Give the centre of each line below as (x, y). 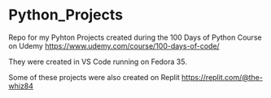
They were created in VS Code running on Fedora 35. (98, 62)
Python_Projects (66, 15)
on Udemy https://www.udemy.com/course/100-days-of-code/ (114, 45)
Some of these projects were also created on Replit (94, 77)
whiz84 (21, 86)
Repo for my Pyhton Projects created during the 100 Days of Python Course (135, 37)
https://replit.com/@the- (222, 77)
